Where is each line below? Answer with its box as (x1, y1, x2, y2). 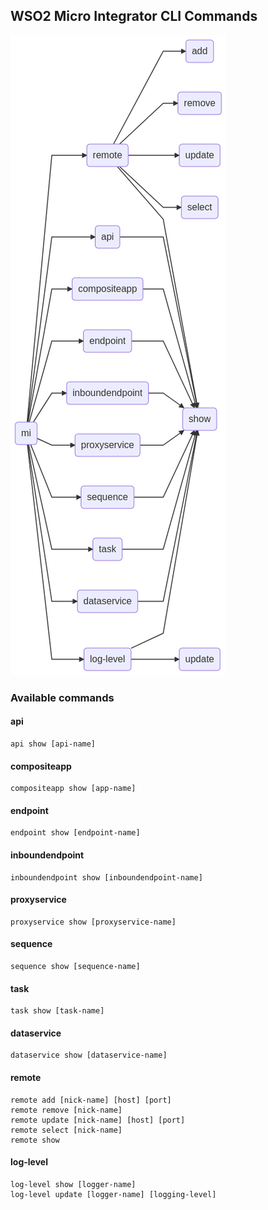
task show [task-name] (10, 1006, 105, 1016)
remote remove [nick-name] (10, 1105, 123, 1115)
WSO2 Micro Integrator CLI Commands (10, 8, 258, 25)
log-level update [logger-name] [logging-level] (10, 1189, 217, 1199)
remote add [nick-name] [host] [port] (10, 1095, 172, 1105)
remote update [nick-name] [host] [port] (10, 1115, 186, 1125)
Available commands (10, 690, 115, 704)
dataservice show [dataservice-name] (10, 1050, 168, 1061)
